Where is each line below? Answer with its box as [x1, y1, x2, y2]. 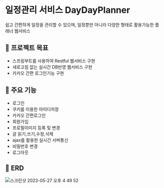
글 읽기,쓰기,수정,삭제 [12, 131, 53, 137]
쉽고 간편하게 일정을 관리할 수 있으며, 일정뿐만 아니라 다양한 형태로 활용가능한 [5, 22, 154, 28]
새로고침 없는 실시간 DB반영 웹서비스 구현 [12, 64, 92, 70]
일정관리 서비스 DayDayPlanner [5, 4, 130, 16]
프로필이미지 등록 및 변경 [12, 124, 60, 131]
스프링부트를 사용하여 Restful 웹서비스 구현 [12, 58, 95, 64]
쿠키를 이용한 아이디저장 [12, 106, 59, 112]
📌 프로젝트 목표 [5, 44, 48, 52]
